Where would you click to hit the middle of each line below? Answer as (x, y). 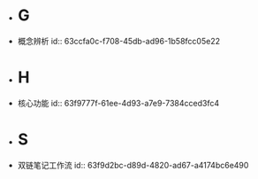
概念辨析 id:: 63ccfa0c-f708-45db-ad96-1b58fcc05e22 (119, 41)
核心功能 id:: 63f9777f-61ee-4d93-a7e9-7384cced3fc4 (118, 103)
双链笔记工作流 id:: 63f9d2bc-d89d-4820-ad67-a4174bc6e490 (133, 165)
